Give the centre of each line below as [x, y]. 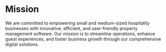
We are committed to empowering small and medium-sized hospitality [77, 23]
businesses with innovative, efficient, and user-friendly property [71, 28]
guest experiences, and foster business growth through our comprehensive [83, 39]
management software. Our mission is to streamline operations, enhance [80, 33]
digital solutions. [22, 44]
